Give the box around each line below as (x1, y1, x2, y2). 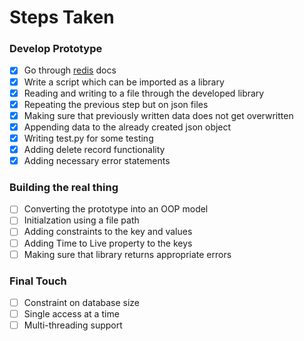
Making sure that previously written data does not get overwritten (23, 109, 294, 121)
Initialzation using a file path (23, 214, 140, 226)
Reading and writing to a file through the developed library (23, 87, 265, 99)
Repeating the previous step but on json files (23, 98, 209, 110)
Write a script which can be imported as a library (23, 76, 225, 88)
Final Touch (9, 274, 67, 288)
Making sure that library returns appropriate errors (23, 248, 232, 260)
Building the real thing (9, 180, 119, 194)
